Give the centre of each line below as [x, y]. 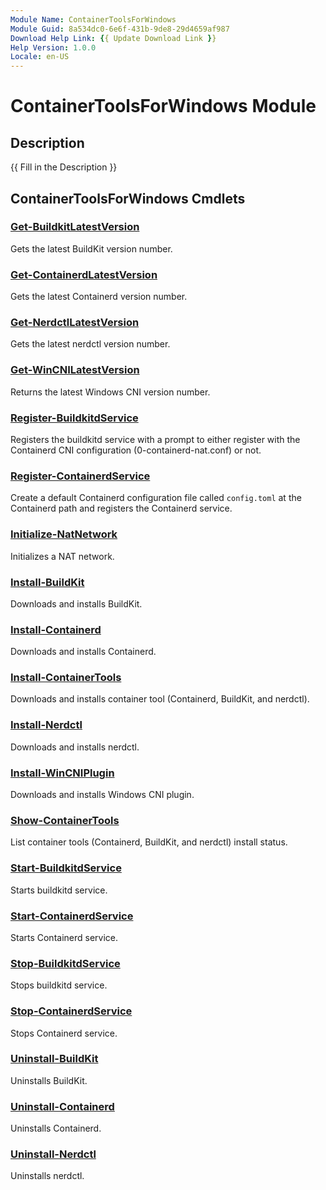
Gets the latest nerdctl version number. [90, 344]
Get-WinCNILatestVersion [75, 370]
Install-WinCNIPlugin [62, 773]
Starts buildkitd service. [59, 890]
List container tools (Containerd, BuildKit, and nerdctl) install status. [149, 842]
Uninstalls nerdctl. [47, 1176]
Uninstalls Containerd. [56, 1128]
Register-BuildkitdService [74, 418]
